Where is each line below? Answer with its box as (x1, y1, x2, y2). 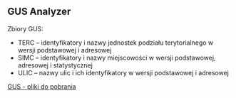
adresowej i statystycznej (17, 60, 93, 70)
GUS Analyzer (7, 6, 71, 18)
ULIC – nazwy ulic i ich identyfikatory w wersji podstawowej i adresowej (17, 68, 230, 77)
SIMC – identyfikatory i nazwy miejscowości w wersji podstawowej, (17, 53, 216, 62)
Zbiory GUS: (7, 24, 44, 33)
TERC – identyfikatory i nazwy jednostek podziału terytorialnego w (17, 38, 214, 47)
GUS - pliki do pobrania (7, 82, 76, 91)
